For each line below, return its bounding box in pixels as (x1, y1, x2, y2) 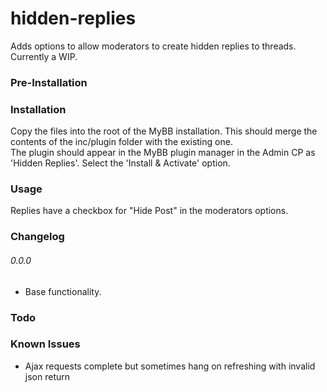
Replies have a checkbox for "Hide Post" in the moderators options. (10, 205, 289, 217)
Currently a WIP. (10, 50, 78, 62)
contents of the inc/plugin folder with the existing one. (10, 136, 233, 148)
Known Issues (10, 337, 81, 351)
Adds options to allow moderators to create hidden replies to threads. (10, 40, 297, 52)
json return (24, 370, 70, 382)
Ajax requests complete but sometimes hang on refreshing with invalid (24, 360, 316, 372)
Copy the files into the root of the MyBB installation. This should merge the (10, 125, 318, 137)
